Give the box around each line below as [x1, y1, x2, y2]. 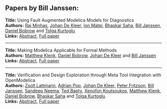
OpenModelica [5, 77, 36, 83]
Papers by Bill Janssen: [5, 4, 79, 12]
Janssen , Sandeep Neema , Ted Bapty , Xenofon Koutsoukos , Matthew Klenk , [5, 88, 162, 94]
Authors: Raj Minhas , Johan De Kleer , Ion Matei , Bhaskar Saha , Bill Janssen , [5, 22, 162, 28]
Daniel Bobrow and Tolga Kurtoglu [5, 27, 76, 34]
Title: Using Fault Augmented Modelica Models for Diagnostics [5, 17, 134, 23]
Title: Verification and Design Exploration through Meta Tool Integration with [5, 72, 162, 78]
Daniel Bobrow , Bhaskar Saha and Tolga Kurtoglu [5, 93, 105, 99]
